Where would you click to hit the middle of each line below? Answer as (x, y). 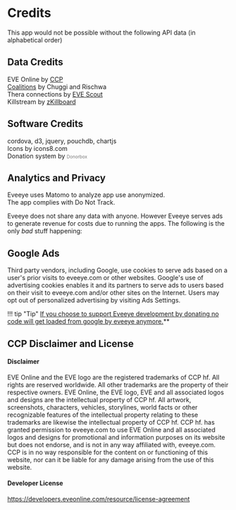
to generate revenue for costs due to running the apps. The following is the (116, 224)
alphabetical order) (35, 40)
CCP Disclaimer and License (70, 344)
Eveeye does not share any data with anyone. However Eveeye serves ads (115, 216)
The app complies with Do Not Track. (61, 202)
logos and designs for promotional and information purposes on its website (116, 437)
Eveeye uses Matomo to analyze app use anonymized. (86, 195)
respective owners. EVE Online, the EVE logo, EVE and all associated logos (116, 392)
